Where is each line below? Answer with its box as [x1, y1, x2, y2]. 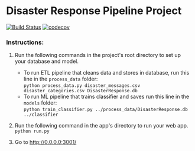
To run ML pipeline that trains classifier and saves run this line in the [23, 93, 190, 100]
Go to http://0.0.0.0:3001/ [14, 139, 77, 146]
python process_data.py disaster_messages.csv [23, 83, 141, 89]
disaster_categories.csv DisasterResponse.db [23, 88, 138, 94]
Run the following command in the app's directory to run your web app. [14, 122, 188, 129]
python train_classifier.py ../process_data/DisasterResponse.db [23, 107, 188, 113]
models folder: [23, 99, 57, 106]
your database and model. [14, 58, 79, 65]
